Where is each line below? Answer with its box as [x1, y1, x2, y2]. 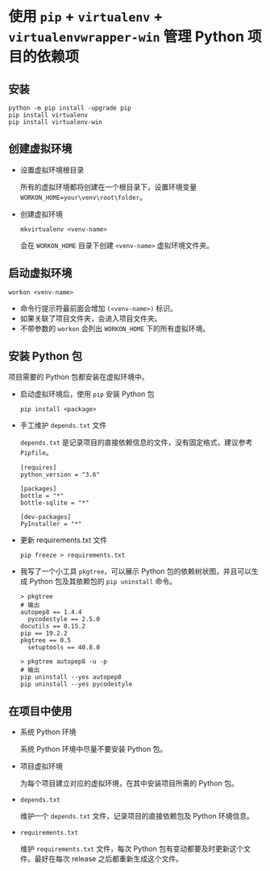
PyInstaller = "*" [19, 521, 82, 529]
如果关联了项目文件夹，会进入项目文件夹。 [19, 313, 162, 323]
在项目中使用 [8, 704, 73, 718]
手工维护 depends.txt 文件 [19, 421, 107, 430]
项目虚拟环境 [19, 761, 63, 771]
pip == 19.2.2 [19, 629, 68, 637]
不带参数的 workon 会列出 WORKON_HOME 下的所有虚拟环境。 [19, 323, 210, 333]
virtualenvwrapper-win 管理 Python [8, 27, 244, 46]
